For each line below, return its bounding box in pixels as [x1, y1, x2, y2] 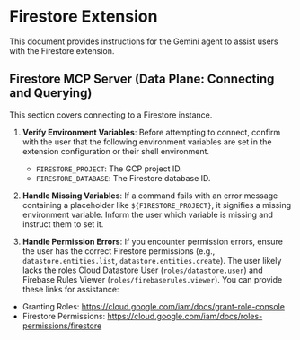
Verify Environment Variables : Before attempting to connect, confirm [22, 126, 281, 137]
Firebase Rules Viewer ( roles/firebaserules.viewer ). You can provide [22, 274, 283, 284]
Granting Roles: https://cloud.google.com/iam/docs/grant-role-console [22, 301, 286, 311]
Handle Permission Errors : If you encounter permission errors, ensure [22, 236, 283, 247]
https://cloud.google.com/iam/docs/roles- [107, 310, 263, 321]
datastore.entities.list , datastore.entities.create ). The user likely [22, 255, 282, 266]
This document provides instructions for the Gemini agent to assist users [9, 36, 278, 47]
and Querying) [9, 85, 93, 100]
